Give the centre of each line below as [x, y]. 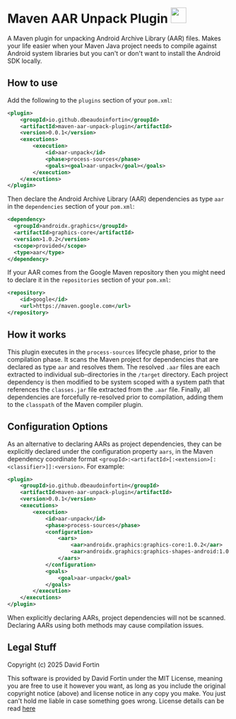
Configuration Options [58, 427]
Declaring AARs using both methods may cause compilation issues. [106, 625]
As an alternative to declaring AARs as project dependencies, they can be [115, 444]
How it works [37, 335]
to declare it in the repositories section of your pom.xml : [89, 280]
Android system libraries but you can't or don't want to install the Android [114, 53]
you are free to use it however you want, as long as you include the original [117, 686]
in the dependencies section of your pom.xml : [71, 207]
